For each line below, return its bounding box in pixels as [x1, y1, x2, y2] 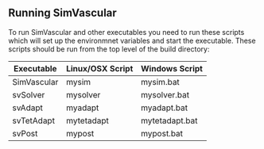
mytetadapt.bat [140, 115, 198, 126]
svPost [12, 128, 38, 139]
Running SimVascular [8, 6, 117, 20]
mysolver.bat [140, 89, 190, 100]
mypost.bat [140, 128, 184, 139]
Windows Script [140, 63, 203, 74]
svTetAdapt [12, 115, 56, 126]
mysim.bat [140, 76, 181, 87]
